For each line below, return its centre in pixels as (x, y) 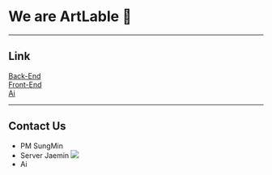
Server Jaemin (45, 155)
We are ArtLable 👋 (70, 17)
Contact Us (37, 126)
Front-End (25, 84)
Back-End (25, 75)
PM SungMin (41, 146)
